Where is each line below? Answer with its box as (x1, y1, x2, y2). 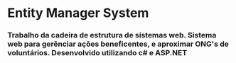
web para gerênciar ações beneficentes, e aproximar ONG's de (7, 39, 230, 49)
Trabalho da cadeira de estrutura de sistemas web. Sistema (7, 30, 217, 40)
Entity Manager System (7, 5, 149, 21)
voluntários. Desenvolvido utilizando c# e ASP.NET (7, 48, 188, 58)
